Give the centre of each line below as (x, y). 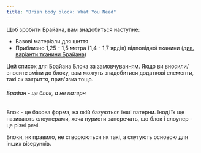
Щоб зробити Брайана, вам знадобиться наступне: (73, 29)
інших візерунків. (29, 143)
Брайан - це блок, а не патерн (46, 93)
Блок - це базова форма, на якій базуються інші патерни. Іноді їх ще (96, 112)
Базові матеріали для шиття (52, 41)
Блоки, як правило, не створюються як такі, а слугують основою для (97, 137)
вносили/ (176, 66)
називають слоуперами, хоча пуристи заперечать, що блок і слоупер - (100, 118)
